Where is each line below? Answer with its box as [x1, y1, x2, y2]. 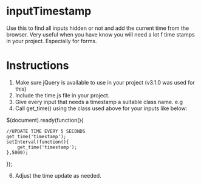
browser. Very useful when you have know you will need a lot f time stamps [6, 30, 196, 38]
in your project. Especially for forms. [6, 37, 97, 44]
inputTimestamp [6, 4, 92, 18]
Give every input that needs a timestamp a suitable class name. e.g [15, 98, 183, 105]
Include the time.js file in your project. [15, 91, 110, 99]
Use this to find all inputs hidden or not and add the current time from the [6, 24, 189, 32]
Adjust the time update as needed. [15, 172, 101, 179]
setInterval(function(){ [6, 139, 69, 145]
